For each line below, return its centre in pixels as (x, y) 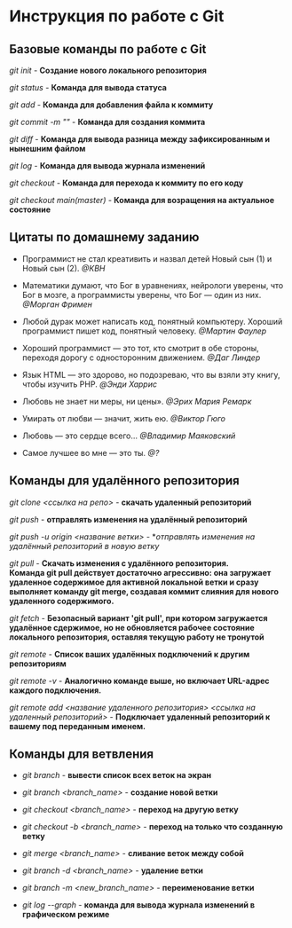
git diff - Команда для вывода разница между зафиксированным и (140, 139)
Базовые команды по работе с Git (108, 49)
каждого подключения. (55, 690)
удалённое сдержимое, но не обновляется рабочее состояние (132, 627)
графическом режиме (66, 915)
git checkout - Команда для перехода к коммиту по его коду (126, 183)
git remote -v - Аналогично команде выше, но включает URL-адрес (139, 680)
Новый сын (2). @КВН (63, 268)
